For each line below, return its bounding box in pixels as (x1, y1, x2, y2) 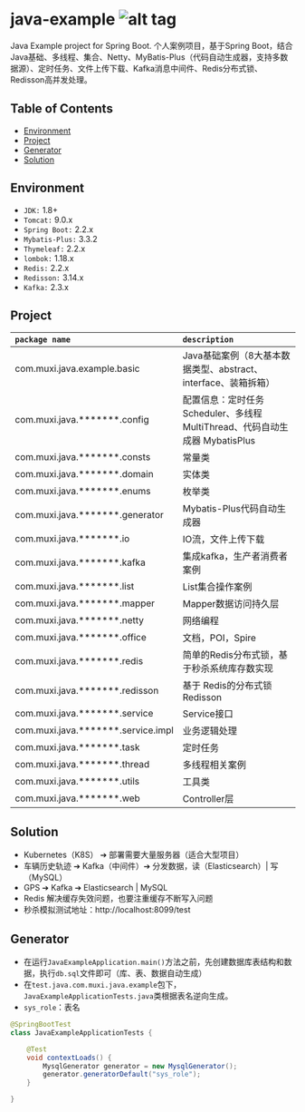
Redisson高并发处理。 (10, 73, 93, 85)
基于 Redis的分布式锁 (182, 679, 272, 692)
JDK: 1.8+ (23, 204, 58, 215)
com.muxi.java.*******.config (14, 414, 149, 426)
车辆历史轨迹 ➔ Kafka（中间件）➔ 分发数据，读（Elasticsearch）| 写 (23, 861, 279, 872)
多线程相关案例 (182, 758, 247, 771)
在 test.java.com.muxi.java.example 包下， (23, 980, 182, 990)
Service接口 (182, 707, 234, 720)
